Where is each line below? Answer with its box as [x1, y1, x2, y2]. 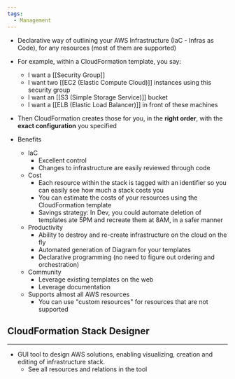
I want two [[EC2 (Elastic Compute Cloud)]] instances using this [27, 78, 212, 86]
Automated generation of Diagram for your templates [38, 245, 191, 254]
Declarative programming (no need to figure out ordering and [38, 253, 215, 261]
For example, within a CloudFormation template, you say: [17, 57, 182, 65]
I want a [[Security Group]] [27, 71, 106, 79]
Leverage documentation [38, 282, 111, 291]
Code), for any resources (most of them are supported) [17, 43, 177, 52]
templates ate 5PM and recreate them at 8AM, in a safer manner [38, 215, 224, 224]
